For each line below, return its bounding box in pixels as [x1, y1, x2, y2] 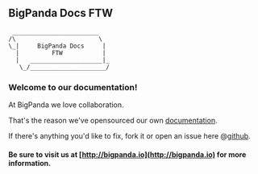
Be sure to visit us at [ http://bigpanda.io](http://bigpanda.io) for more [8, 149, 247, 159]
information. [8, 158, 51, 168]
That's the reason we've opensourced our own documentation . [8, 116, 218, 126]
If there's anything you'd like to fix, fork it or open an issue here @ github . [8, 131, 252, 141]
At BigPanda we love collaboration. [8, 100, 124, 110]
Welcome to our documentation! [8, 81, 138, 93]
